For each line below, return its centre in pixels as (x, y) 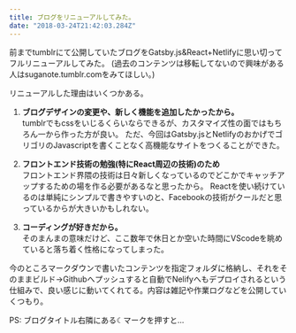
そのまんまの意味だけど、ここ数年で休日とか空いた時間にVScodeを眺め (152, 238)
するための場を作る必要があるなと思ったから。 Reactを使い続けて (158, 186)
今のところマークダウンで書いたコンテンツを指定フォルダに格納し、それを (144, 267)
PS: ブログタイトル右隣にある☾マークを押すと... (97, 320)
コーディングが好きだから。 (72, 227)
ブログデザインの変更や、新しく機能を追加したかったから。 (130, 112)
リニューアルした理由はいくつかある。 (79, 93)
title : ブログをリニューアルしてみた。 (72, 17)
